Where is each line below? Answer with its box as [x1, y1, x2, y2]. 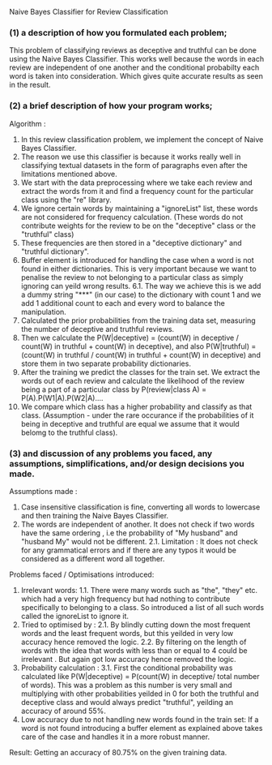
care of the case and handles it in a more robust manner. [20, 732, 210, 741]
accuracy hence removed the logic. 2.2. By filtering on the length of [20, 637, 247, 647]
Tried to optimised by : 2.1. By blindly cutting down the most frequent [20, 620, 251, 630]
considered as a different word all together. [20, 553, 165, 563]
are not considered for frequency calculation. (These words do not [20, 212, 244, 221]
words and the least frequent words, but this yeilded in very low [20, 628, 234, 638]
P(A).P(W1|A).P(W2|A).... [20, 393, 104, 402]
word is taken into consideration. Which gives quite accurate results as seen [9, 71, 264, 81]
